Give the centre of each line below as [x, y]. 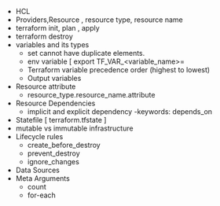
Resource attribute [46, 86]
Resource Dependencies [55, 103]
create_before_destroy [64, 145]
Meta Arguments [43, 178]
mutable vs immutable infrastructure [74, 128]
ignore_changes [53, 162]
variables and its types [52, 45]
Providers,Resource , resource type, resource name [99, 20]
